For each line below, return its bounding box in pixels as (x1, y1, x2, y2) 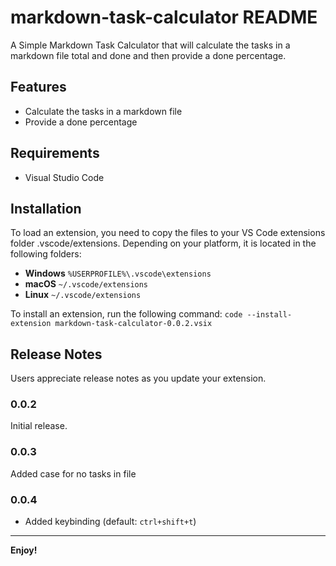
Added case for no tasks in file (10, 467, 137, 480)
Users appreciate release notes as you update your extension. (10, 372, 267, 385)
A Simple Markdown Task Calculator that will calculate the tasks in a (10, 39, 291, 51)
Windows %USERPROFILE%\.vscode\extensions (24, 267, 212, 280)
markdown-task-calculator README (10, 6, 318, 29)
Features (10, 79, 67, 96)
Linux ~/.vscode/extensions (24, 289, 142, 301)
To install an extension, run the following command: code (10, 308, 243, 320)
